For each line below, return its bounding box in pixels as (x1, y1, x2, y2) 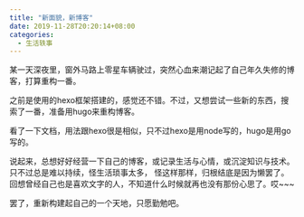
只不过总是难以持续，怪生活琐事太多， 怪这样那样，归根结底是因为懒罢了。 (9, 167, 290, 178)
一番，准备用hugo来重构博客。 (24, 106, 140, 118)
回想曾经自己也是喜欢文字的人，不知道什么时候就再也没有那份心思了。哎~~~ (9, 178, 295, 190)
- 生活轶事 (17, 38, 53, 48)
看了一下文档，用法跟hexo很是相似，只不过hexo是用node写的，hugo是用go (9, 126, 291, 137)
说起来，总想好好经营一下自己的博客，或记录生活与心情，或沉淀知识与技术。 (9, 156, 295, 167)
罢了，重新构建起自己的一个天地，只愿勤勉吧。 (9, 198, 184, 209)
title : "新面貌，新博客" (9, 13, 93, 23)
